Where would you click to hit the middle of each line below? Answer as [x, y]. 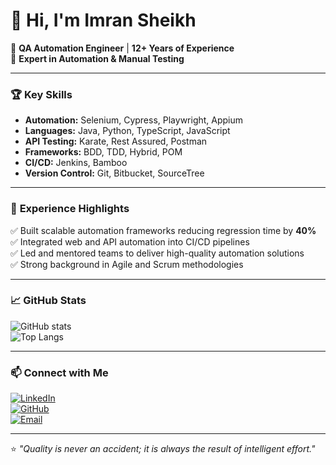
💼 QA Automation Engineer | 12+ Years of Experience [122, 48]
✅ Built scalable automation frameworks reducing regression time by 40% [163, 230]
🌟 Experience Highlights [70, 209]
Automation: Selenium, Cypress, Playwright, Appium [134, 120]
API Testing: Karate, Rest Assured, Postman [116, 141]
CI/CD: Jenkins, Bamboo [76, 163]
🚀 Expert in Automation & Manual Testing [97, 58]
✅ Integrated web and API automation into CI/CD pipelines [130, 241]
